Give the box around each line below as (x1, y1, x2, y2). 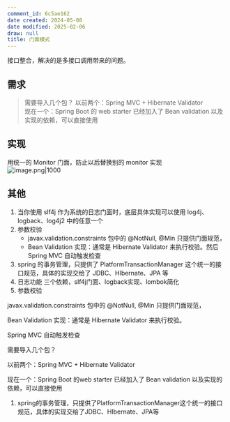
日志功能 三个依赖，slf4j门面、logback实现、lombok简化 (17, 277, 180, 286)
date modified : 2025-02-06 (7, 23, 86, 30)
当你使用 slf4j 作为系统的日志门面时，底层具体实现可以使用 (17, 207, 186, 216)
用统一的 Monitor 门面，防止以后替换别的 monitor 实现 (7, 158, 162, 166)
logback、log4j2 (17, 216, 65, 225)
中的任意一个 (66, 216, 103, 225)
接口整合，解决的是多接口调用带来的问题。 (7, 56, 130, 65)
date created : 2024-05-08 (7, 17, 82, 24)
